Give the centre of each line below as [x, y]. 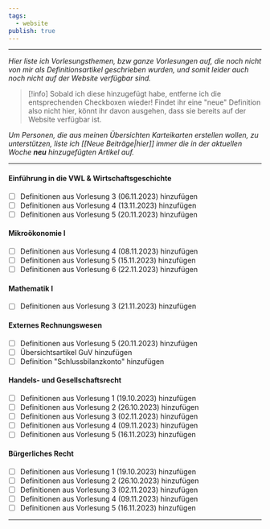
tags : [17, 16]
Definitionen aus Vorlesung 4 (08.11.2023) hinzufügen [109, 251]
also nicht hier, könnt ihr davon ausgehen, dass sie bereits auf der [137, 111]
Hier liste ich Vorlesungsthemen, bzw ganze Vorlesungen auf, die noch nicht [135, 61]
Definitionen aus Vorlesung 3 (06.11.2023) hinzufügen [109, 196]
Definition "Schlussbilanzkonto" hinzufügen [92, 361]
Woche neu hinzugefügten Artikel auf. [72, 152]
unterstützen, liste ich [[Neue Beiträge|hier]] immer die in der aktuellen [125, 144]
